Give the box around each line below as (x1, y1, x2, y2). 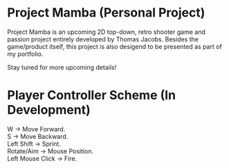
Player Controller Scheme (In (7, 88, 176, 103)
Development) (7, 102, 91, 118)
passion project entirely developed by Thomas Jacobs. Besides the (7, 35, 199, 43)
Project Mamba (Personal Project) (7, 5, 205, 21)
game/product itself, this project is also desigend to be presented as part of (7, 42, 223, 50)
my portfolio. (7, 50, 44, 58)
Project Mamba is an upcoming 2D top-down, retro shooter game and (7, 28, 205, 36)
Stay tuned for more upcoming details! (7, 63, 117, 71)
